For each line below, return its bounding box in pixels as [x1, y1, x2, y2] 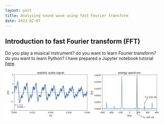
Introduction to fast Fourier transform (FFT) [5, 37, 140, 45]
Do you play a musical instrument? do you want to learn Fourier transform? [5, 50, 156, 56]
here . [5, 61, 16, 66]
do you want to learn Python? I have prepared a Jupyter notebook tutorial [5, 56, 154, 62]
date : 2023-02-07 [5, 18, 41, 23]
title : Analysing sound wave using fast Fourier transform [5, 13, 129, 18]
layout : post [5, 8, 32, 13]
